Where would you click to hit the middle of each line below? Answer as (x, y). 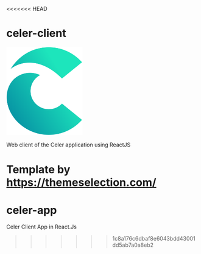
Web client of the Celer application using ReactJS (69, 145)
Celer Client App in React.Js (42, 227)
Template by (38, 169)
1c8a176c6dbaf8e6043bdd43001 (154, 239)
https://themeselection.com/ (81, 182)
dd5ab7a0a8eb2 (133, 245)
